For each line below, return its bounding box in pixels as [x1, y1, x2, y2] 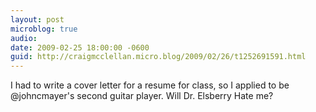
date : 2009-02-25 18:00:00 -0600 [10, 42, 150, 53]
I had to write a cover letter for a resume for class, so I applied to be [10, 79, 290, 91]
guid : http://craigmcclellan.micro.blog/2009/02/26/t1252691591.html [10, 52, 307, 62]
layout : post [10, 14, 65, 25]
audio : [10, 33, 38, 43]
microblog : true [10, 24, 78, 34]
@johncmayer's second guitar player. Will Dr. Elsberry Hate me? [10, 90, 274, 102]
